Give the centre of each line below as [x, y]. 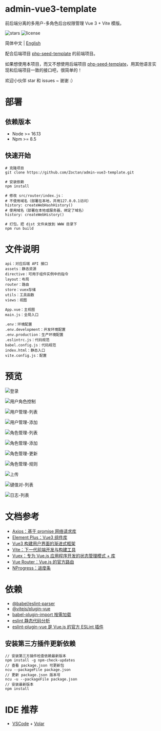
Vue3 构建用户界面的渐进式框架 [44, 543]
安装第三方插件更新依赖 [40, 644]
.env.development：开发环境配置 [35, 329]
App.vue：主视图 [20, 310]
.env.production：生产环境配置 [34, 335]
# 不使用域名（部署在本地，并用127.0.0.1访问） [48, 201]
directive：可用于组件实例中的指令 [37, 274]
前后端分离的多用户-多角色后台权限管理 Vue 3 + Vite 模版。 [65, 23]
